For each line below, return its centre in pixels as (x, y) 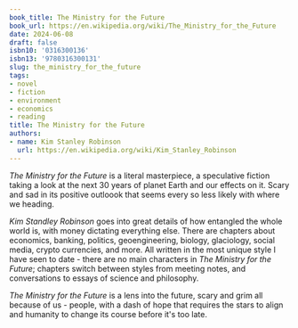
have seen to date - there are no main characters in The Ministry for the (140, 258)
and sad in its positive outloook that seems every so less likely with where (145, 194)
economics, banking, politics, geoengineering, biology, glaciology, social (142, 240)
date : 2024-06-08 (41, 34)
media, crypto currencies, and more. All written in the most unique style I (143, 250)
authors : (25, 134)
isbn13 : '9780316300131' (55, 59)
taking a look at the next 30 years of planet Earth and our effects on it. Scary (149, 184)
